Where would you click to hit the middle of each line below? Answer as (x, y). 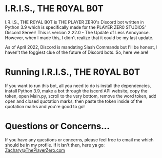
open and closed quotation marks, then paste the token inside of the (74, 101)
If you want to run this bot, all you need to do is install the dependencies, (78, 86)
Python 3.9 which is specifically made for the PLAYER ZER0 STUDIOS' (76, 27)
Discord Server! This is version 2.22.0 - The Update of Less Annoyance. (78, 32)
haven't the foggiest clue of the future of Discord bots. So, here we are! (77, 52)
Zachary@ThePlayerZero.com (35, 150)
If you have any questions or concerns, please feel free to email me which (79, 139)
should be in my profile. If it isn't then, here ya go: (55, 145)
